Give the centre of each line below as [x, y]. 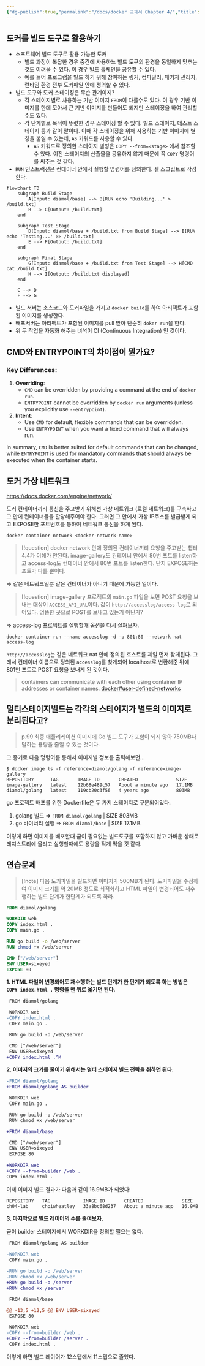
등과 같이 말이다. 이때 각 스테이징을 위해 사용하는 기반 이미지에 [115, 131]
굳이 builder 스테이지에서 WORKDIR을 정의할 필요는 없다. [75, 1231]
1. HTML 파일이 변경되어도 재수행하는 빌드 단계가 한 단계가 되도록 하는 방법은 [97, 982]
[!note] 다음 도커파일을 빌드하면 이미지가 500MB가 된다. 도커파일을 [102, 881]
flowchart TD [23, 188]
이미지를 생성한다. [43, 316]
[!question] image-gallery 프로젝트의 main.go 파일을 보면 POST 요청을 [107, 597]
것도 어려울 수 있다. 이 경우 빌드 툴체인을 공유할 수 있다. [90, 70]
